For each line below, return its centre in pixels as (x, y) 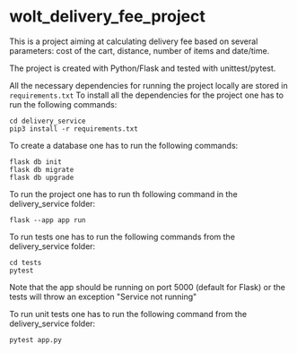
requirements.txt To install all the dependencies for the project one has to (147, 95)
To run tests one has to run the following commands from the (122, 237)
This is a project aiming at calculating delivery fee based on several (134, 41)
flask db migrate (42, 169)
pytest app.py (36, 340)
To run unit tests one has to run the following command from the (128, 314)
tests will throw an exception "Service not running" (103, 297)
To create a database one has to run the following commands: (124, 145)
